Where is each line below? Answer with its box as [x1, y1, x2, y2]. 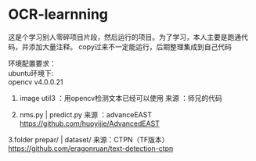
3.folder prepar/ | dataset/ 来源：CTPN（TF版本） [8, 134, 169, 144]
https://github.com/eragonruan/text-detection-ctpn [8, 143, 174, 153]
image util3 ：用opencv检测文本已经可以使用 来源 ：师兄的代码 [19, 93, 223, 102]
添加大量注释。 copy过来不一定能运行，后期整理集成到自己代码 [28, 41, 233, 52]
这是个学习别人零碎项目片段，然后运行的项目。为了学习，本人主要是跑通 [8, 32, 241, 41]
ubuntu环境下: [8, 68, 54, 77]
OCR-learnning [8, 5, 108, 23]
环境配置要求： [8, 59, 56, 68]
